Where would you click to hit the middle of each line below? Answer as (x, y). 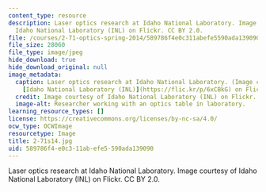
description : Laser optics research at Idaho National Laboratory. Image (133, 23)
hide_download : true (42, 60)
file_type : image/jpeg (46, 52)
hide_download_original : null (58, 67)
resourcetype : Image (42, 133)
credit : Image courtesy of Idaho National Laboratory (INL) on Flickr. (136, 97)
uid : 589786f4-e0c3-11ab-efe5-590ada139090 (81, 148)
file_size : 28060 (37, 45)
